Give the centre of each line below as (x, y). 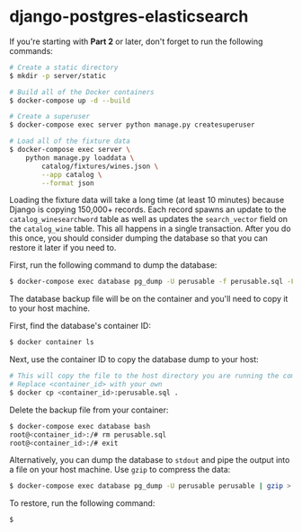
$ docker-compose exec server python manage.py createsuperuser (132, 125)
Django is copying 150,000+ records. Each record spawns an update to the (148, 209)
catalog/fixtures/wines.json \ (100, 166)
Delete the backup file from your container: (89, 410)
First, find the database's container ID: (80, 326)
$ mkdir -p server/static (58, 75)
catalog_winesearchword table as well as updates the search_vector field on (148, 219)
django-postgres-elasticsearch (129, 17)
